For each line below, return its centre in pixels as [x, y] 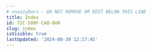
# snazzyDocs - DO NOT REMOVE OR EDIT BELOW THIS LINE [76, 12]
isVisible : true [26, 34]
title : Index [23, 17]
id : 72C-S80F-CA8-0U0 [33, 23]
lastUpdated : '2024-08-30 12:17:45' [52, 39]
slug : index [21, 28]
